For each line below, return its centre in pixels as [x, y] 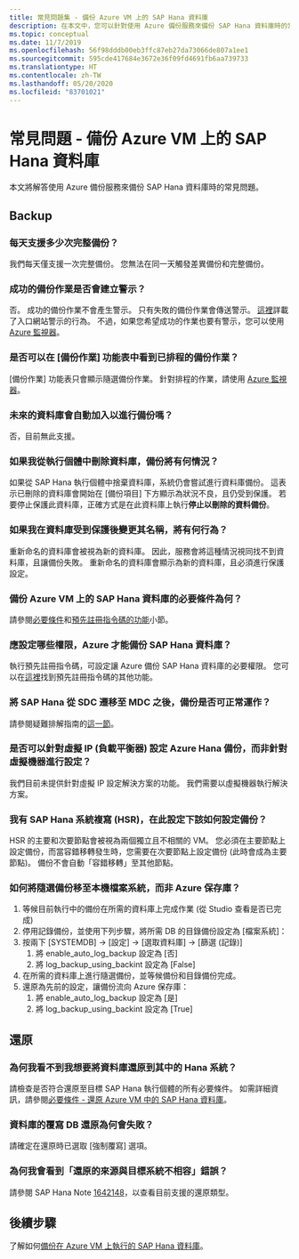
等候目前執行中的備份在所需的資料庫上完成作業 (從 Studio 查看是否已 [148, 909]
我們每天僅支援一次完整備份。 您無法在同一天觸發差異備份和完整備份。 [139, 264]
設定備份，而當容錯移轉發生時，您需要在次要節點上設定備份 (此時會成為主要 [148, 851]
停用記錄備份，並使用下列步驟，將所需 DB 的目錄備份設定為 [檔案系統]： [154, 932]
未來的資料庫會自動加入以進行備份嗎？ [91, 415]
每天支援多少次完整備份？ [64, 243]
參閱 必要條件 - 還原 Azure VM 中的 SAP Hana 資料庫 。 [132, 1100]
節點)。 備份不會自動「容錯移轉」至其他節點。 [94, 863]
